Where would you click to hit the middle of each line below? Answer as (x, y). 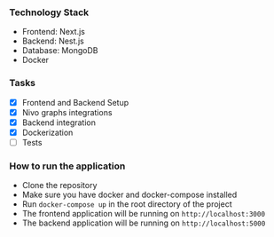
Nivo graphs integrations (67, 112)
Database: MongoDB (60, 51)
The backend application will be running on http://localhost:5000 (144, 223)
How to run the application (67, 166)
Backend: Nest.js (53, 41)
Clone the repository (59, 186)
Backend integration (59, 122)
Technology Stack (49, 12)
